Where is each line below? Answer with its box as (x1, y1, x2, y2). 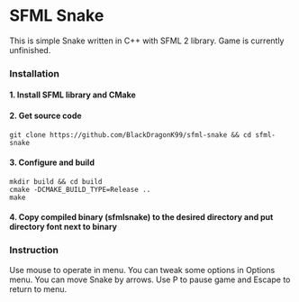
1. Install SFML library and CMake (9, 89, 137, 100)
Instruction (9, 244, 59, 257)
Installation (9, 67, 60, 79)
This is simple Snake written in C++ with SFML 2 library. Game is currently (9, 35, 285, 46)
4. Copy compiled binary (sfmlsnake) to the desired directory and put (9, 212, 274, 223)
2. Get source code (9, 110, 83, 122)
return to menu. (9, 283, 68, 294)
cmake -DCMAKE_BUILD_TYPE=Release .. (9, 185, 151, 194)
